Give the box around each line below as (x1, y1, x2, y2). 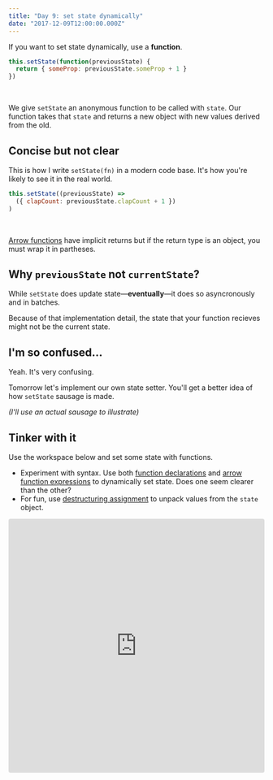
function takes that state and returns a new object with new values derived (8, 111, 260, 122)
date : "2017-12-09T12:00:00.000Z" (8, 19, 126, 28)
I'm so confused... (8, 345, 103, 359)
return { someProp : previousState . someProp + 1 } (15, 65, 187, 73)
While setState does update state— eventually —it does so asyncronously (8, 289, 255, 299)
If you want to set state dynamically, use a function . (8, 41, 183, 51)
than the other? (19, 485, 71, 495)
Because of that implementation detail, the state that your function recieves (8, 314, 261, 323)
